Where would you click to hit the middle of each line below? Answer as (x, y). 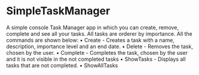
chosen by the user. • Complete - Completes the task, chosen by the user (97, 52)
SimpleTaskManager (58, 11)
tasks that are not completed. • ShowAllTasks (62, 65)
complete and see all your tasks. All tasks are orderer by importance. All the (99, 33)
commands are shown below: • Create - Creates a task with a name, (90, 40)
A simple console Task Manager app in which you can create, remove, (93, 27)
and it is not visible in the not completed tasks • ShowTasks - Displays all (96, 59)
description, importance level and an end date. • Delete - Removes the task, (99, 46)
